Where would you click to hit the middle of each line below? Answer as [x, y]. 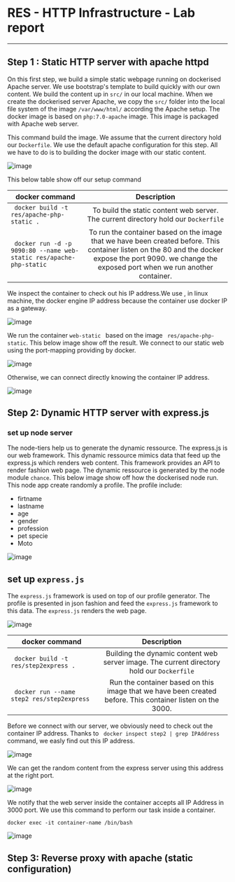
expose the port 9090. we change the [156, 259]
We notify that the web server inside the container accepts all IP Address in [116, 803]
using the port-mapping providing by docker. [72, 350]
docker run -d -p [43, 243]
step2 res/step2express [50, 699]
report [26, 28]
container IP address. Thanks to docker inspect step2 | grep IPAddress [114, 733]
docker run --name [45, 692]
